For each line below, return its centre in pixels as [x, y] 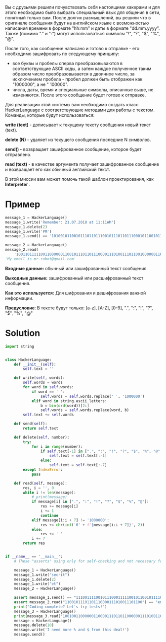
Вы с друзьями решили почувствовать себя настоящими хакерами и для [83, 7]
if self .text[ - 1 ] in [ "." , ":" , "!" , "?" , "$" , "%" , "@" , [101, 451]
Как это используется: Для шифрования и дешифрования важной [76, 293]
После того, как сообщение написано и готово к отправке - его [72, 48]
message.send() [30, 635]
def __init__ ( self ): [35, 364]
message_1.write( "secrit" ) [42, 575]
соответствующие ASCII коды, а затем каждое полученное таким [82, 69]
